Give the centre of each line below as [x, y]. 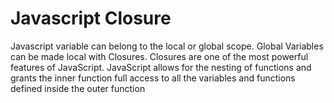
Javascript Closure [91, 18]
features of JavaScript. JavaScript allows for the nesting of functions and [161, 67]
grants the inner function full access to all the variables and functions [153, 78]
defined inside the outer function [78, 88]
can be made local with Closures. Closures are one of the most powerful [159, 56]
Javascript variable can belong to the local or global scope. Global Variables [167, 46]
